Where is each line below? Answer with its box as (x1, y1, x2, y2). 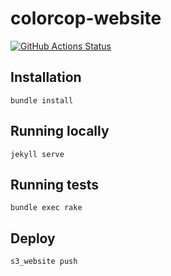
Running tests (10, 176, 100, 193)
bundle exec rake (10, 203, 83, 213)
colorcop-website (10, 7, 162, 30)
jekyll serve (10, 149, 65, 159)
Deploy (10, 230, 56, 247)
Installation (10, 69, 82, 86)
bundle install (10, 95, 74, 106)
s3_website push (10, 257, 78, 267)
